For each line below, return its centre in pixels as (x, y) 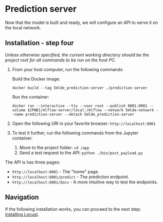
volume (19, 110)
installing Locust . (22, 214)
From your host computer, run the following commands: (68, 69)
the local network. (23, 27)
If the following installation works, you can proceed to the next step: (73, 209)
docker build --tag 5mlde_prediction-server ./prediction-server (80, 88)
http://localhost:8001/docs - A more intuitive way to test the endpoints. (85, 182)
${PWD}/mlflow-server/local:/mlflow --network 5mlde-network (91, 110)
